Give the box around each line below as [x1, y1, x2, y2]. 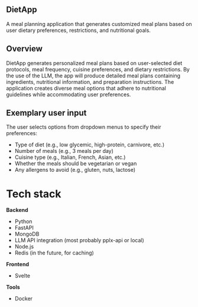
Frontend [6, 261, 30, 268]
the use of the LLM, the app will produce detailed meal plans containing [6, 72, 181, 79]
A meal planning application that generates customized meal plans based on [6, 20, 192, 27]
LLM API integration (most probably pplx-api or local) [14, 237, 145, 244]
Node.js [14, 243, 34, 250]
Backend [6, 207, 28, 214]
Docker [14, 295, 33, 302]
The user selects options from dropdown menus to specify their [6, 123, 161, 130]
